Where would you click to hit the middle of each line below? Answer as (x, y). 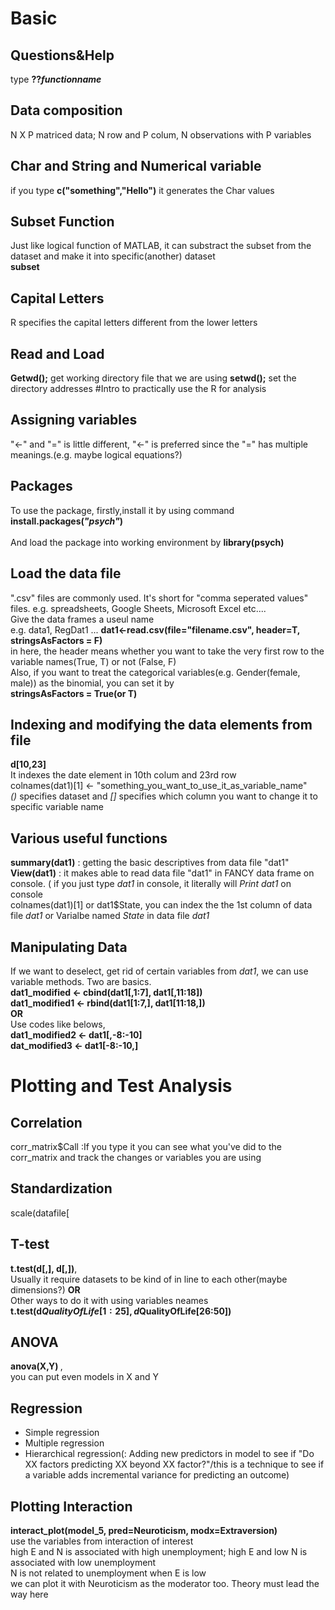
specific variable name (57, 807)
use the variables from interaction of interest (102, 1541)
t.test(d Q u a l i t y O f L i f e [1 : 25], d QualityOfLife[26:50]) (121, 1311)
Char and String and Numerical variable (136, 166)
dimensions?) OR (45, 1289)
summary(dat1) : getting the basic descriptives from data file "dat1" (150, 863)
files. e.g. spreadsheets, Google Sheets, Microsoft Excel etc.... (138, 608)
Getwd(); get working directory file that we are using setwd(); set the (153, 378)
